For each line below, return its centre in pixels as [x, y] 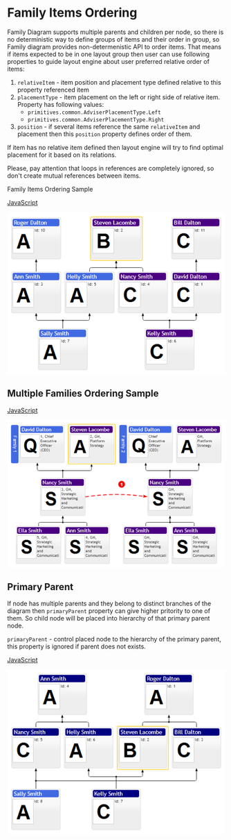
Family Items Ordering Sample [50, 189]
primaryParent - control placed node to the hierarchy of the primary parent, [114, 639]
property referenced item [53, 90]
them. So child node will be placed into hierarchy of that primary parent [109, 619]
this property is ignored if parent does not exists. [77, 646]
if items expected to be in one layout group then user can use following [108, 54]
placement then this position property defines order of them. [104, 134]
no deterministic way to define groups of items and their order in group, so [113, 39]
